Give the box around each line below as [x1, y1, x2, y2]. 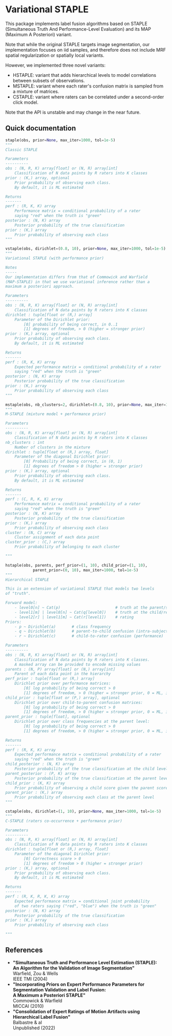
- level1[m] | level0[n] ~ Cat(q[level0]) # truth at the [14, 610, 147, 615]
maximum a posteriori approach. [5, 284, 74, 289]
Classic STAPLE [5, 147, 38, 152]
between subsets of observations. [12, 77, 85, 83]
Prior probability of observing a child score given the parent [14, 785, 155, 790]
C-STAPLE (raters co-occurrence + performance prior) [5, 818, 123, 824]
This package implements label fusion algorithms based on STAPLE [5, 20, 147, 27]
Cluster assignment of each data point [14, 535, 100, 540]
